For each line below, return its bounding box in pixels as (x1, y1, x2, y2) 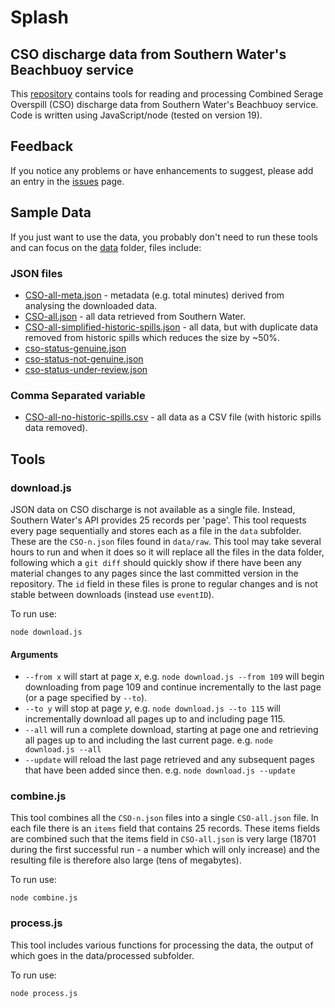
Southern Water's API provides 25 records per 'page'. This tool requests (10, 514, 307, 526)
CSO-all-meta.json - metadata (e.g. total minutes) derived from (24, 289, 285, 301)
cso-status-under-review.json (24, 363, 148, 375)
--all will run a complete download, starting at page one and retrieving (24, 724, 319, 736)
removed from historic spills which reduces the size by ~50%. (24, 331, 281, 343)
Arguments (10, 648, 59, 660)
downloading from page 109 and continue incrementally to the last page (24, 681, 322, 693)
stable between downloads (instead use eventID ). (10, 588, 215, 600)
